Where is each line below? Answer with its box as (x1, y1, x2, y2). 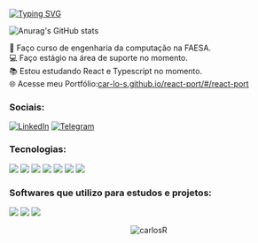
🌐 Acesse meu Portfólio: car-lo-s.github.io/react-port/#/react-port (9, 79, 250, 88)
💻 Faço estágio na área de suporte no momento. (9, 53, 189, 63)
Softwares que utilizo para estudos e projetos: (9, 186, 213, 199)
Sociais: (9, 101, 45, 113)
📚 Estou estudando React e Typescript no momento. (9, 66, 202, 76)
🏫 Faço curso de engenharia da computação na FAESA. (9, 42, 211, 53)
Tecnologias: (9, 143, 66, 156)
